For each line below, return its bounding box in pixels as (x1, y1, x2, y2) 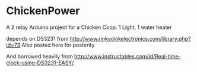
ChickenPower (6, 4, 80, 18)
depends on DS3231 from (6, 35, 69, 42)
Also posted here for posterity (21, 41, 95, 48)
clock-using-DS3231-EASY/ (6, 59, 74, 66)
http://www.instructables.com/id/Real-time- (74, 53, 181, 60)
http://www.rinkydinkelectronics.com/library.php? (69, 35, 191, 42)
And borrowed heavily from (6, 53, 73, 60)
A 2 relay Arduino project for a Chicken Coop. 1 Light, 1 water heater (6, 24, 172, 31)
